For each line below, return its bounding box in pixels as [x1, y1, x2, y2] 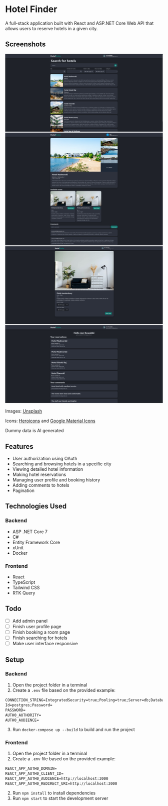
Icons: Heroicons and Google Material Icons [5, 418, 96, 424]
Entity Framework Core [12, 539, 60, 545]
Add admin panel [12, 618, 48, 624]
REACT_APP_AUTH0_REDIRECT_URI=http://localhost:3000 [5, 781, 117, 786]
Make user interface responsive [12, 641, 78, 647]
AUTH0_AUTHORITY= [5, 713, 41, 718]
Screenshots [5, 40, 46, 49]
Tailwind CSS [12, 584, 40, 591]
